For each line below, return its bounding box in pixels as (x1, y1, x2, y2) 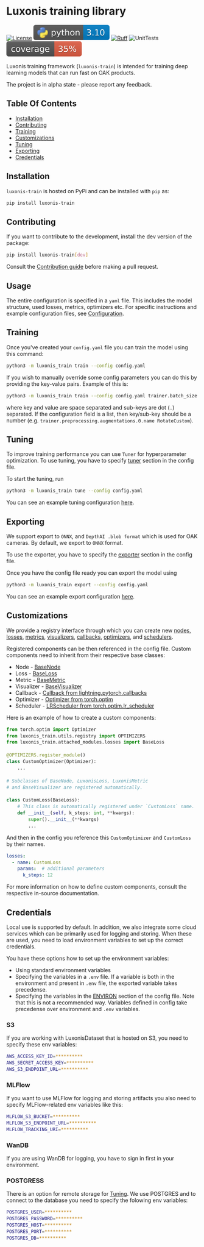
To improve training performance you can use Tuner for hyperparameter (6, 450, 187, 458)
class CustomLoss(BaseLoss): (6, 797, 80, 803)
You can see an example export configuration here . (6, 592, 135, 600)
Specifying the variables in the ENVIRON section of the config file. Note (15, 992, 195, 1000)
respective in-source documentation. (6, 890, 99, 897)
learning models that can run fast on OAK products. (6, 69, 136, 76)
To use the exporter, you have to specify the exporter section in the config (6, 551, 193, 558)
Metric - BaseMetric (15, 676, 66, 683)
